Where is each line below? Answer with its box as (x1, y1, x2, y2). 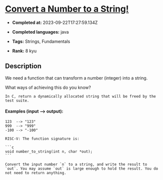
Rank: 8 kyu (12, 48, 37, 54)
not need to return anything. (5, 170, 67, 175)
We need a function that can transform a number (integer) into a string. (5, 75, 148, 81)
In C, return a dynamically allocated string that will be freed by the (5, 94, 156, 99)
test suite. (5, 98, 29, 103)
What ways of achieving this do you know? (5, 84, 91, 90)
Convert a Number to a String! (5, 3, 129, 15)
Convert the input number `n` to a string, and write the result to (5, 162, 147, 167)
